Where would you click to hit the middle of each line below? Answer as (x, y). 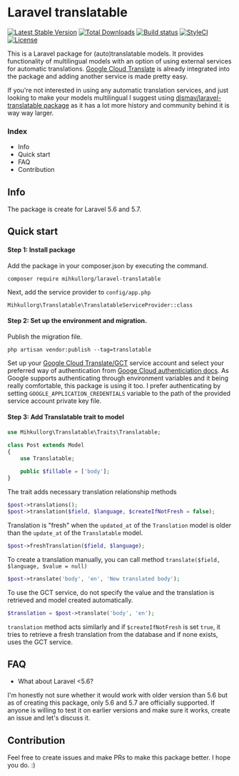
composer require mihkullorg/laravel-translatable (84, 279)
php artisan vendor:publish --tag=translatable (80, 349)
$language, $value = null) (47, 566)
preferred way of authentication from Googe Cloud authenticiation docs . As (118, 370)
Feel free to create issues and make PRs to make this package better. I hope (119, 757)
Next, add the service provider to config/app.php (79, 292)
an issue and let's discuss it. (49, 718)
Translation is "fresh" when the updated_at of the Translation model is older (119, 525)
